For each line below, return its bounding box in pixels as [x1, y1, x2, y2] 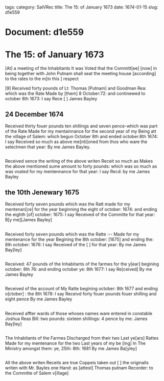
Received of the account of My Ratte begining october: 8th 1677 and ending [5, 286, 158, 292]
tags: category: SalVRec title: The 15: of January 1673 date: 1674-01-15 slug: [5, 4, 158, 10]
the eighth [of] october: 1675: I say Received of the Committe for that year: [5, 211, 155, 218]
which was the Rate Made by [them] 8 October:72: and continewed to [5, 90, 145, 96]
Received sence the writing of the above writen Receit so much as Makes [5, 158, 153, 164]
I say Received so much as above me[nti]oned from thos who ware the [5, 139, 148, 145]
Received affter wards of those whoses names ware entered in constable [5, 310, 153, 316]
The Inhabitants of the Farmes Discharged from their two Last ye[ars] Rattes [5, 335, 159, 341]
